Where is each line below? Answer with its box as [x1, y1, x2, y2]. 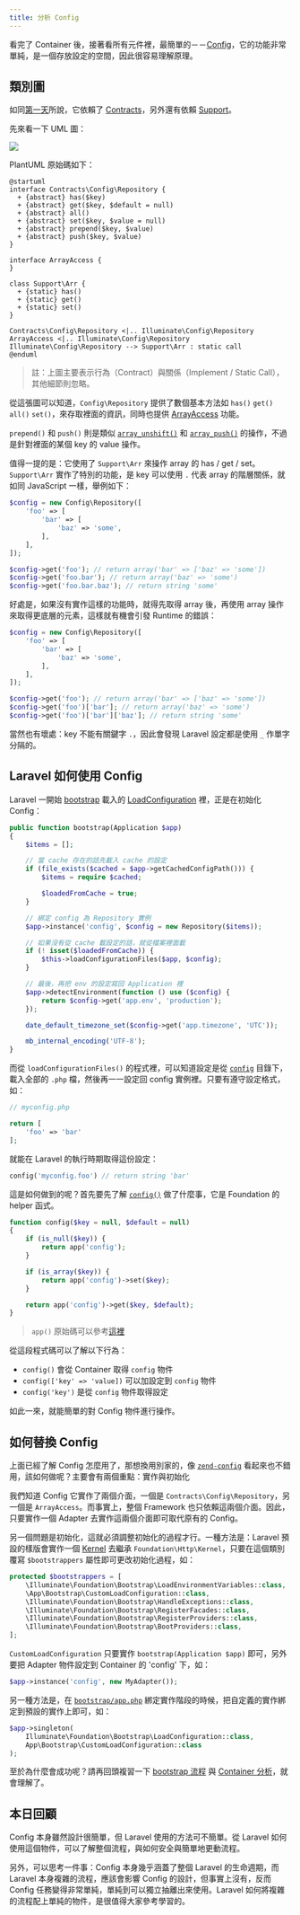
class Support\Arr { [9, 279, 87, 288]
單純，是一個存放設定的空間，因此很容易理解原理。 [9, 50, 198, 61]
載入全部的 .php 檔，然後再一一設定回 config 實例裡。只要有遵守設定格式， [9, 1074, 286, 1085]
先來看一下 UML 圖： [9, 123, 87, 135]
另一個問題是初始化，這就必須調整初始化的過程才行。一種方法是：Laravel [9, 1532, 279, 1543]
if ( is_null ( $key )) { [25, 1234, 106, 1244]
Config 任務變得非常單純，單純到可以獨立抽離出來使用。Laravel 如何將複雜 [9, 1884, 285, 1895]
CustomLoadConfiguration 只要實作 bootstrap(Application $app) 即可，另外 [9, 1648, 287, 1659]
